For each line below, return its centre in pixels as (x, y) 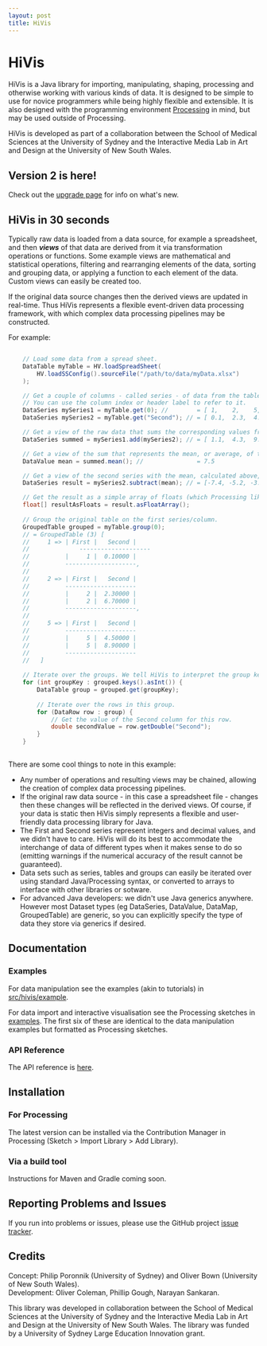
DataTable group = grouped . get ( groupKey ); (108, 690)
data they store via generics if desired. (83, 923)
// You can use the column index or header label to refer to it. (135, 403)
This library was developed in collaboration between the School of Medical (131, 1308)
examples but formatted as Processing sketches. (88, 1029)
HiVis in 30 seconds (59, 220)
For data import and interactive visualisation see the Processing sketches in (132, 1012)
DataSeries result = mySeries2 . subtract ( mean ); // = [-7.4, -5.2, (135, 483)
